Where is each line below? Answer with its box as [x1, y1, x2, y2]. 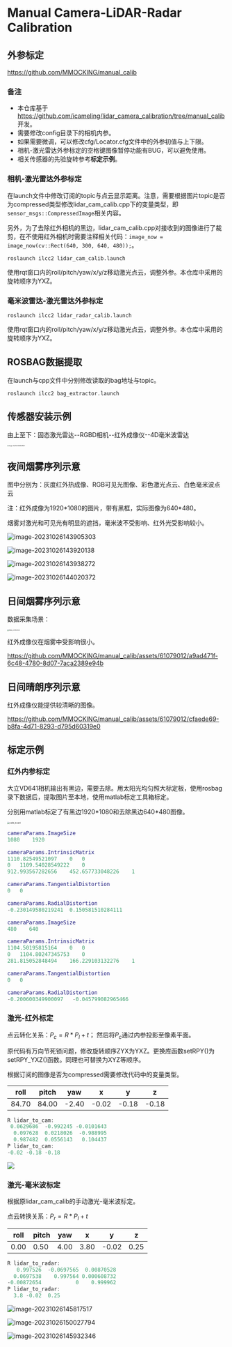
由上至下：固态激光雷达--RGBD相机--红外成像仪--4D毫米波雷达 [7, 430, 190, 439]
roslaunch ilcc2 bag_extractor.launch [7, 390, 119, 397]
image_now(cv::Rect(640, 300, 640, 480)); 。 [7, 241, 138, 249]
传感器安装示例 [7, 411, 72, 423]
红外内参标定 [7, 767, 51, 777]
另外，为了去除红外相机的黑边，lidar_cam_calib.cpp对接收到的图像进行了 [7, 223, 217, 231]
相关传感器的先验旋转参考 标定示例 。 [17, 155, 122, 163]
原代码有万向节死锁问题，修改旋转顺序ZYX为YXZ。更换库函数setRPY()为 [7, 1047, 215, 1055]
